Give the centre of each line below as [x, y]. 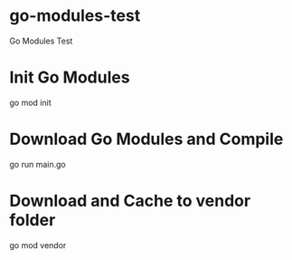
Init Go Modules [70, 77]
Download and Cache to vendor [130, 201]
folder [33, 220]
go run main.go [38, 164]
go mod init [30, 102]
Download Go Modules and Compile [146, 139]
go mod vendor [38, 245]
